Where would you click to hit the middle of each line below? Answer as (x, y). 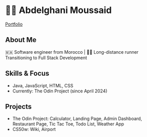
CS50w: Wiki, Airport (34, 129)
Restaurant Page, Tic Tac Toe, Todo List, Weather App (68, 124)
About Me (21, 40)
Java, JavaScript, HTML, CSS (43, 85)
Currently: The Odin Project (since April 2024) (60, 91)
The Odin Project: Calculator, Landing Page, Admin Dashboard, (77, 119)
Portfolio (14, 24)
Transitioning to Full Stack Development (46, 58)
